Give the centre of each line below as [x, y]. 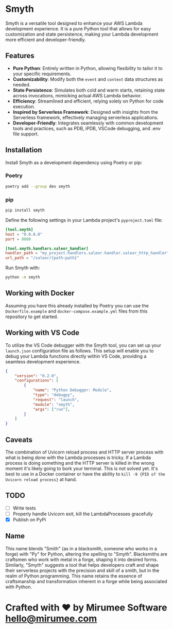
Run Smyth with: [23, 268]
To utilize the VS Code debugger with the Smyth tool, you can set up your [83, 345]
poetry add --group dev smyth [38, 186]
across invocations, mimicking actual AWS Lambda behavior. [77, 95]
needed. [22, 84]
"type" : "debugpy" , [54, 395]
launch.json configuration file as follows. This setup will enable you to [80, 351]
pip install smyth [25, 211]
